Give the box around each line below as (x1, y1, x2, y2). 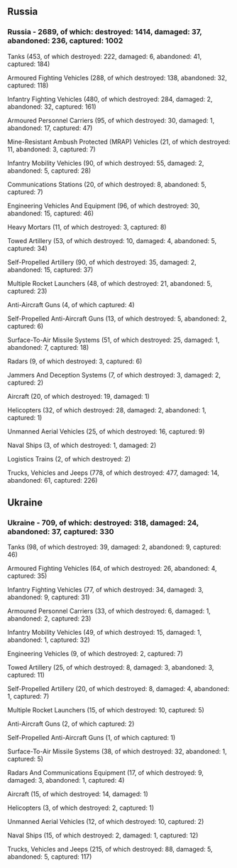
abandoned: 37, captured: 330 (7, 527, 115, 536)
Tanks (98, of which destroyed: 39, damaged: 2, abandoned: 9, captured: (7, 543, 221, 552)
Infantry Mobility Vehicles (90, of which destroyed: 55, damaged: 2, (7, 159, 204, 167)
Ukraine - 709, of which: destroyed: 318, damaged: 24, (7, 518, 199, 527)
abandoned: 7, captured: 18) (7, 343, 89, 351)
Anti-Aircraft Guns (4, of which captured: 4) (7, 300, 135, 309)
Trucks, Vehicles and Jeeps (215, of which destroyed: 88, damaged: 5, (7, 845, 213, 854)
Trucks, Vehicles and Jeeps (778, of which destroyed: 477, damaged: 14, (7, 468, 220, 477)
